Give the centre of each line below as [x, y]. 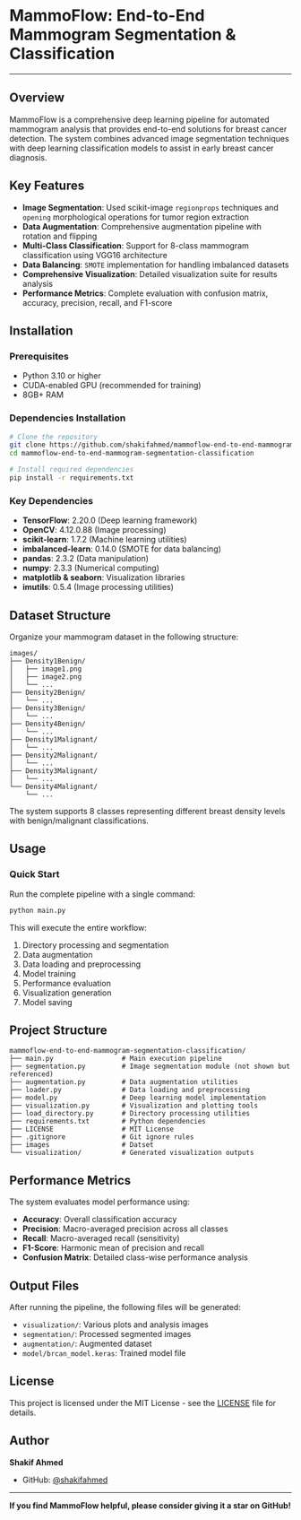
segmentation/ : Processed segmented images [107, 1334]
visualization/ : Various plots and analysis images [115, 1325]
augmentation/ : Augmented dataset [87, 1344]
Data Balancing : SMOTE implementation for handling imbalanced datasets [155, 265]
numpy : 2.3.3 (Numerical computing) [90, 568]
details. [23, 1412]
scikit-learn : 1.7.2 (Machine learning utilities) [104, 540]
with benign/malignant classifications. [79, 821]
